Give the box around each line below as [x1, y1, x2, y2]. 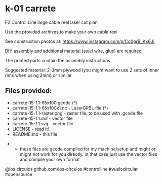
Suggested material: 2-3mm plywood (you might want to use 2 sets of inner [5, 67, 159, 73]
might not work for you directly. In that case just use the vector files [19, 151, 157, 157]
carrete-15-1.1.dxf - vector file [12, 115, 73, 121]
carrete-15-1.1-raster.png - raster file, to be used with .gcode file [12, 110, 143, 116]
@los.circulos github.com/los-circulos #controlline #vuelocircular [5, 166, 138, 172]
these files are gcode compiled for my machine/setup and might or [19, 146, 156, 152]
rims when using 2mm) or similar [5, 72, 72, 78]
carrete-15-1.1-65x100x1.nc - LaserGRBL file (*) [12, 105, 108, 111]
